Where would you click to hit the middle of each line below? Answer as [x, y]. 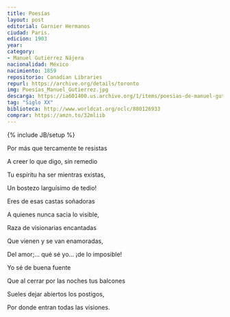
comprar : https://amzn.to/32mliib [56, 115]
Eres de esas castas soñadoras [51, 201]
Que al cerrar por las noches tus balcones [66, 281]
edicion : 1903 [27, 39]
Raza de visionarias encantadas [52, 227]
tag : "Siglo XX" [30, 103]
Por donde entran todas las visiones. [59, 307]
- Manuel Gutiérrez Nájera [46, 58]
